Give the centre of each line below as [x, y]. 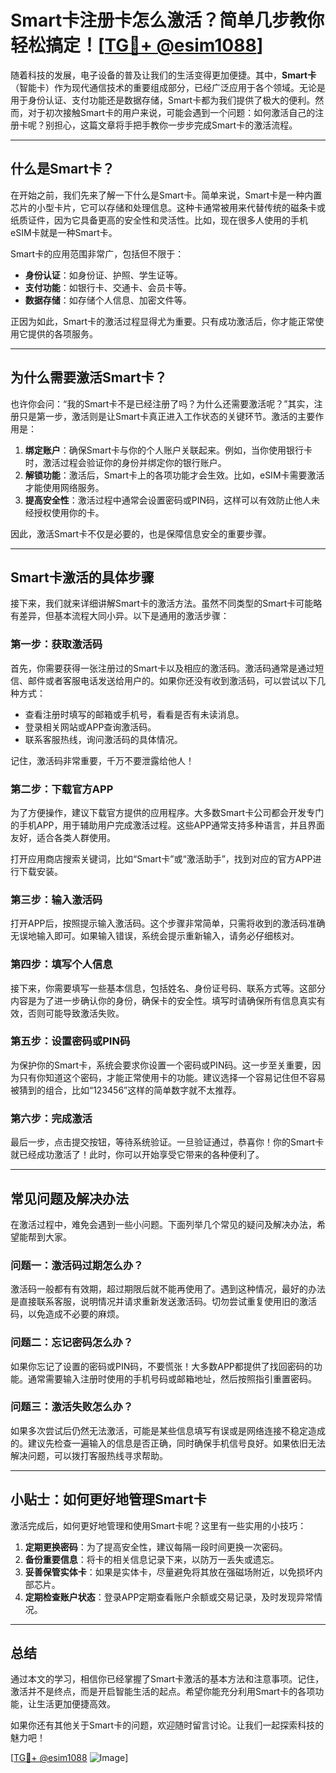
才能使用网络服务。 [64, 487]
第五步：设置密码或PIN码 [70, 1041]
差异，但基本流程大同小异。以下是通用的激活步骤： [124, 616]
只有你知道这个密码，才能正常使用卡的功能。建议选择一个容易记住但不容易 [172, 1077]
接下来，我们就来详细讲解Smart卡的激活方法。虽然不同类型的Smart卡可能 [162, 603]
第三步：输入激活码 [56, 899]
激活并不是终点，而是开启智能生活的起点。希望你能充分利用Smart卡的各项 [163, 1692]
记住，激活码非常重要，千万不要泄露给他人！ [102, 760]
